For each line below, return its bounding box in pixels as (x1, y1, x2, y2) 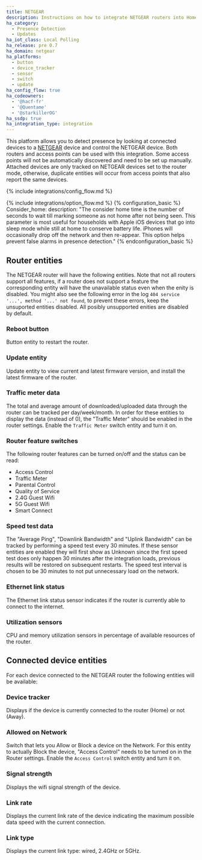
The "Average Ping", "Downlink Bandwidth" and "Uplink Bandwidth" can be (6, 536, 192, 543)
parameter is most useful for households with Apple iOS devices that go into (6, 218, 195, 226)
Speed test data (6, 522, 54, 531)
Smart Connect (14, 507, 53, 514)
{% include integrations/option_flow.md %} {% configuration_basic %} (6, 200, 181, 207)
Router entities (6, 255, 63, 265)
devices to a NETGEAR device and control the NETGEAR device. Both (6, 144, 178, 151)
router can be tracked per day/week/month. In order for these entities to (6, 408, 185, 416)
